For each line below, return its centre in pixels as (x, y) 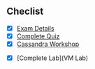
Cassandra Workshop (48, 44)
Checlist (25, 11)
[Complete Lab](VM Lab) (52, 58)
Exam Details (35, 28)
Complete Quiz (38, 36)
